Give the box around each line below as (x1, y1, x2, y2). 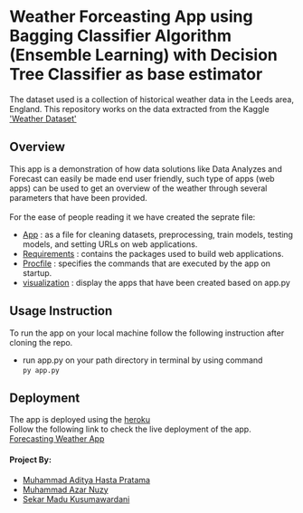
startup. (22, 267, 52, 278)
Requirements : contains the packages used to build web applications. (22, 248, 284, 259)
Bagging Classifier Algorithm (9, 25, 232, 46)
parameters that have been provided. (9, 192, 147, 203)
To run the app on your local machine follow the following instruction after (9, 328, 285, 338)
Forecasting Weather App (9, 433, 105, 444)
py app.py (22, 366, 61, 375)
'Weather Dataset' (9, 113, 77, 124)
